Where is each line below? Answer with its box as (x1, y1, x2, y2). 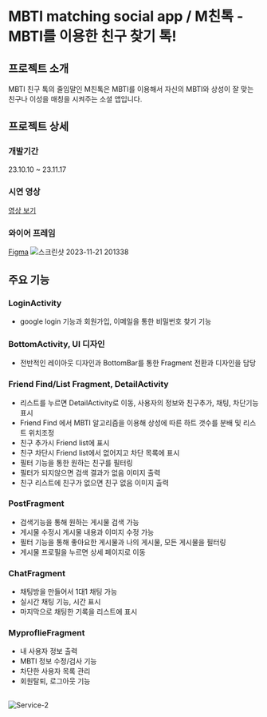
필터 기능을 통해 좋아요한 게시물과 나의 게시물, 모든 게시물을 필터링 (19, 537, 226, 547)
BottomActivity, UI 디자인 (8, 338, 105, 349)
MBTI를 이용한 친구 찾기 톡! (8, 27, 177, 46)
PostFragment (8, 498, 65, 509)
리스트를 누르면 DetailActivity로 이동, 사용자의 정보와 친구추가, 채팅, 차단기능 (19, 397, 259, 408)
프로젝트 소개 (8, 62, 69, 75)
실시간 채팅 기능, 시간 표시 (19, 597, 101, 607)
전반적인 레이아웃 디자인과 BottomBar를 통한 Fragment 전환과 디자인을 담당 (19, 358, 257, 368)
